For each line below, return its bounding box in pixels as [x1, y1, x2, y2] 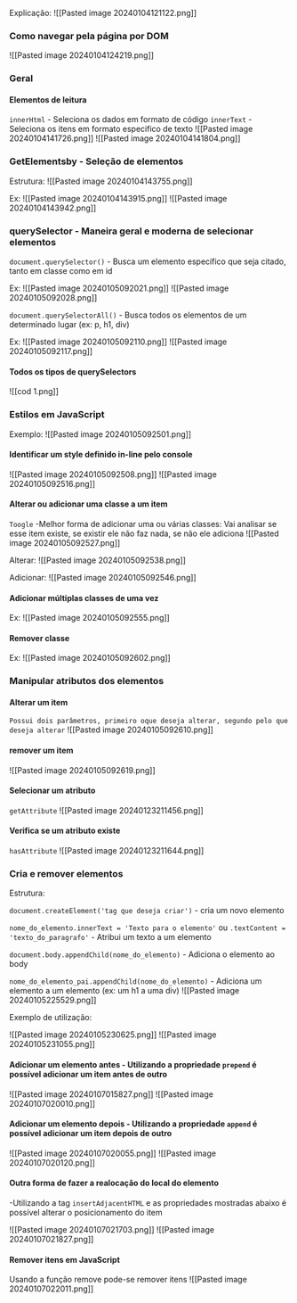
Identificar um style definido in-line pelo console [9, 449, 193, 460]
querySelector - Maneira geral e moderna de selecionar [9, 225, 253, 237]
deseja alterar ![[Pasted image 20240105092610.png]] [9, 724, 213, 735]
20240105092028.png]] [9, 293, 98, 303]
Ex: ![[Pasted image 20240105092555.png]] [9, 613, 171, 623]
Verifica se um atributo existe [9, 825, 121, 837]
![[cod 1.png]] [9, 386, 60, 397]
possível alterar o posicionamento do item [9, 1207, 163, 1217]
